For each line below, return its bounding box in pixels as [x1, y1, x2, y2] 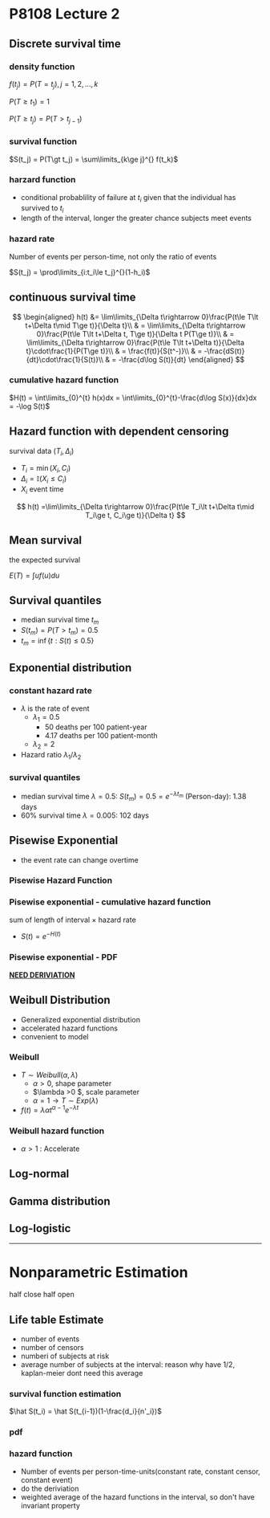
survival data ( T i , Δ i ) [9, 446, 75, 458]
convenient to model [20, 1031, 89, 1041]
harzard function [9, 174, 76, 186]
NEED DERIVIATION [9, 969, 75, 980]
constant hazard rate [9, 685, 93, 696]
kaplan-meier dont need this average [20, 1369, 143, 1378]
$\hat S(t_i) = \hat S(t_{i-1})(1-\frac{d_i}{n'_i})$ [9, 1406, 163, 1416]
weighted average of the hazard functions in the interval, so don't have [20, 1491, 255, 1502]
